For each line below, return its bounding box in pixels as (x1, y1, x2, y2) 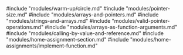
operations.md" (6, 23, 44, 30)
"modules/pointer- (126, 5, 170, 12)
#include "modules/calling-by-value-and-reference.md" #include (6, 30, 164, 37)
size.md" (6, 11, 28, 18)
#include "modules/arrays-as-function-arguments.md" (45, 23, 178, 30)
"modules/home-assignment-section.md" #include (6, 36, 129, 43)
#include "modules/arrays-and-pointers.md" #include (28, 11, 159, 18)
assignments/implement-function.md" (6, 42, 98, 49)
